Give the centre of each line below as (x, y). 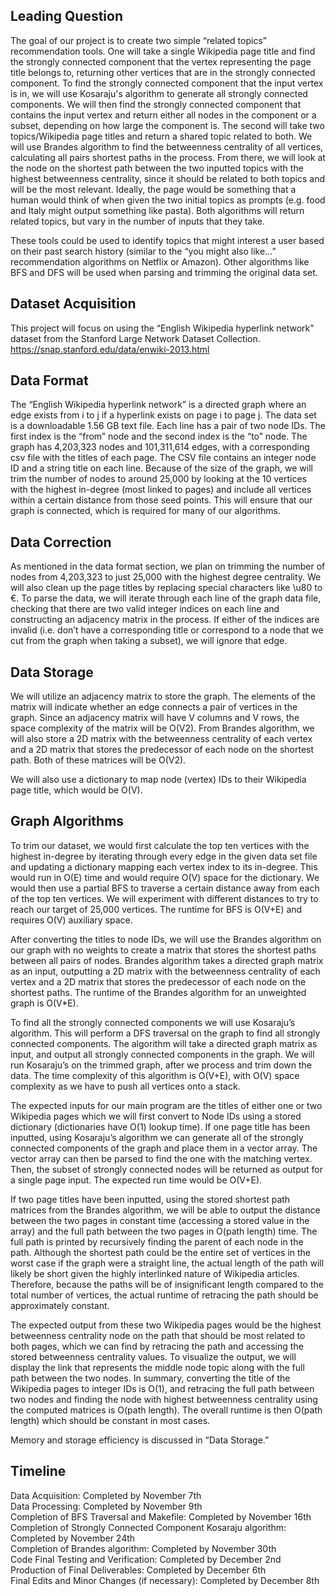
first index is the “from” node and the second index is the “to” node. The (159, 436)
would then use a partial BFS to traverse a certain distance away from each (165, 888)
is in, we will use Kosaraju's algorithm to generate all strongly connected (159, 93)
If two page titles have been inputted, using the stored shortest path (150, 1199)
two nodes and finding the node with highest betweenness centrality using (164, 1399)
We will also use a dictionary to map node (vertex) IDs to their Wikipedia (158, 780)
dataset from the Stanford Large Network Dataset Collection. (135, 338)
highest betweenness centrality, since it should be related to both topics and (167, 178)
